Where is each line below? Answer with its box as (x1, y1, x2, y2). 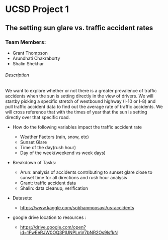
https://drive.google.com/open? (20, 224, 87, 230)
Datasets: (12, 195, 33, 201)
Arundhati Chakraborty (12, 55, 60, 61)
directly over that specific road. (5, 114, 70, 121)
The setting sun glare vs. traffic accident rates (5, 24, 153, 32)
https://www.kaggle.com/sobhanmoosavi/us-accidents (20, 205, 134, 211)
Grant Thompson (12, 50, 48, 56)
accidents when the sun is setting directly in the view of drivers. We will (5, 93, 153, 99)
